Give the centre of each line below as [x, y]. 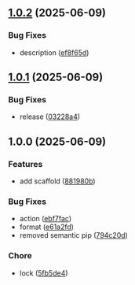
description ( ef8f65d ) [54, 52]
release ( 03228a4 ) [50, 117]
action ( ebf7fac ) [46, 219]
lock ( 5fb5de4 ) [44, 273]
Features [26, 164]
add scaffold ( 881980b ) [57, 181]
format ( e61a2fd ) [47, 227]
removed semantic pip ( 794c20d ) [73, 235]
